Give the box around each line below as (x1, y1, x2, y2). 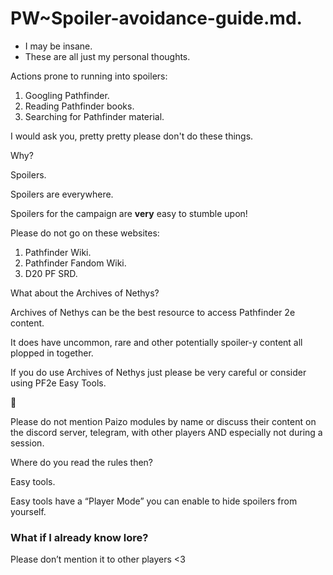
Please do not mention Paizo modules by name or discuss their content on (10, 415, 317, 427)
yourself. (10, 505, 47, 517)
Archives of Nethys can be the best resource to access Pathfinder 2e (10, 306, 296, 318)
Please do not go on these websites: (10, 227, 160, 239)
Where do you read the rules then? (10, 456, 154, 468)
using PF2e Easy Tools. (10, 377, 107, 389)
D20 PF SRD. (24, 267, 78, 279)
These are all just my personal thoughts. (24, 50, 191, 62)
